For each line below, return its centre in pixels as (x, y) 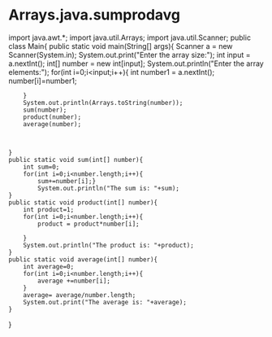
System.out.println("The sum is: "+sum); (109, 188)
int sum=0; (41, 167)
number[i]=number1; (43, 81)
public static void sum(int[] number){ (76, 160)
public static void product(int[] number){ (83, 202)
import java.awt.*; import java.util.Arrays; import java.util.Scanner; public (130, 37)
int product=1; (49, 209)
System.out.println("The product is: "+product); (109, 245)
